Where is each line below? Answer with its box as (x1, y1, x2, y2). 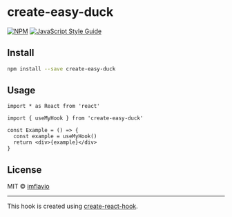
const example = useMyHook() (13, 133, 97, 140)
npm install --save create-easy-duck (7, 65, 116, 73)
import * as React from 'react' (7, 103, 100, 110)
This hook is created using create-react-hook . (7, 202, 138, 211)
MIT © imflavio (7, 182, 50, 191)
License (7, 164, 42, 176)
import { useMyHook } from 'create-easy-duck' (7, 115, 144, 122)
